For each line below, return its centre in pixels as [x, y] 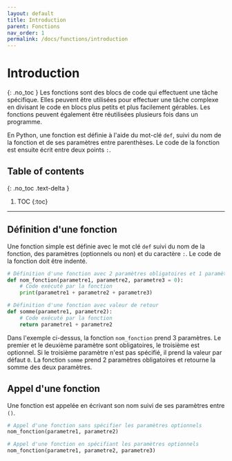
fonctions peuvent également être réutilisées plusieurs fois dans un [103, 115]
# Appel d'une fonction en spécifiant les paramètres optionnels [103, 444]
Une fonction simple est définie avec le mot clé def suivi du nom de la [106, 246]
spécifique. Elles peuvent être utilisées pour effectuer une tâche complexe [113, 100]
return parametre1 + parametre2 [66, 324]
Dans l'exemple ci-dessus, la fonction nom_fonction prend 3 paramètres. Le [114, 337]
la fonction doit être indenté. [47, 261]
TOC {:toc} [32, 202]
